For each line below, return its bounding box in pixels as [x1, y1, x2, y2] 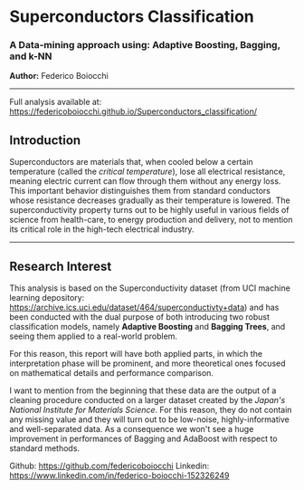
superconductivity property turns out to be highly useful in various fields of [9, 205, 290, 216]
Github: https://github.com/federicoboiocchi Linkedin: [9, 460, 210, 472]
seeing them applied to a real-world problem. [9, 331, 178, 341]
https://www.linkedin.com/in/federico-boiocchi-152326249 [9, 470, 230, 481]
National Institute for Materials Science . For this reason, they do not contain [9, 405, 292, 416]
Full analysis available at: [9, 97, 102, 108]
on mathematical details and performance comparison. [9, 368, 214, 379]
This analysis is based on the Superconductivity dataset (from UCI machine [9, 283, 291, 293]
